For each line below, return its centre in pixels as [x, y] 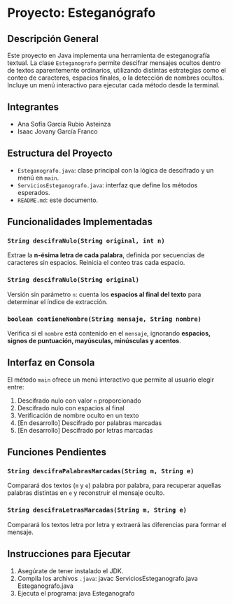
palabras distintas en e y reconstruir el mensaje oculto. [86, 493]
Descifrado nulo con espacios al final [71, 408]
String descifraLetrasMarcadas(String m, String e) [97, 510]
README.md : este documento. [58, 200]
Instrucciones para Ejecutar [69, 554]
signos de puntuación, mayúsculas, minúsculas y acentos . [94, 340]
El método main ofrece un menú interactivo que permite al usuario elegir [111, 380]
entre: [16, 387]
